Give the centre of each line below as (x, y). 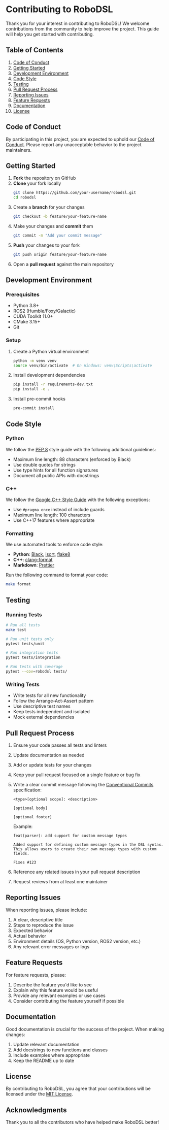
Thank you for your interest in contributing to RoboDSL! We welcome (78, 23)
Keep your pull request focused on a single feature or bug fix (77, 775)
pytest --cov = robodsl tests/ (37, 672)
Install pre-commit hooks (39, 399)
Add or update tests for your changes (52, 765)
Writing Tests (23, 684)
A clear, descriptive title (38, 919)
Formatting (20, 534)
